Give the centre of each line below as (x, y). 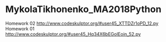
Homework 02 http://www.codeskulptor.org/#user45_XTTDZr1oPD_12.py (82, 23)
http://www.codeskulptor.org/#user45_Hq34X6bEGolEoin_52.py (73, 34)
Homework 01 (20, 28)
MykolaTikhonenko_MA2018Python (84, 9)
